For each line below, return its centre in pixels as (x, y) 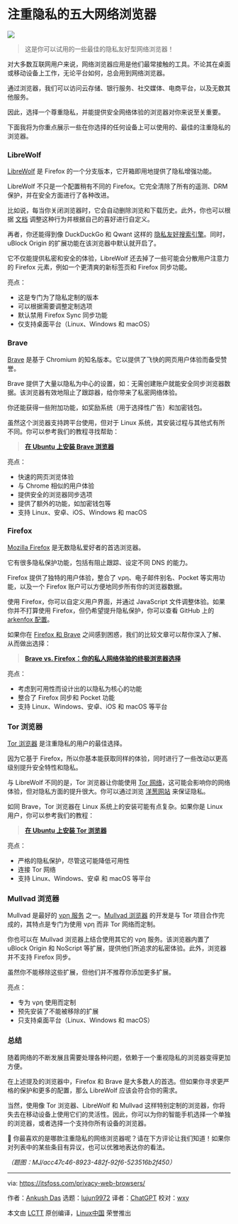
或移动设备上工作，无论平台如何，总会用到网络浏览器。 (88, 73)
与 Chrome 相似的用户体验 (56, 485)
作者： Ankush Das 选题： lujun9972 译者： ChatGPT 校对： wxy (98, 1198)
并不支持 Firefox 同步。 (41, 957)
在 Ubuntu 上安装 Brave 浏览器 (69, 446)
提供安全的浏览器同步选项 (55, 494)
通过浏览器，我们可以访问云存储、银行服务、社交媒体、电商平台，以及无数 (116, 88)
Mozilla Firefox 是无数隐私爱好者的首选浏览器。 (76, 547)
